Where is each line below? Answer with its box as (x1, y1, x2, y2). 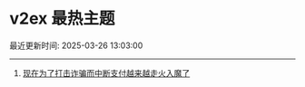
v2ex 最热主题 (9, 8, 115, 29)
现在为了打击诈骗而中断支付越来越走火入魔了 (22, 67, 191, 78)
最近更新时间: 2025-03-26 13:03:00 (9, 40, 143, 51)
